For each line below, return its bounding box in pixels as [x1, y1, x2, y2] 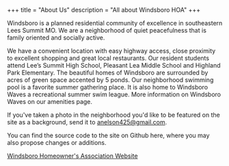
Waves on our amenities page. [7, 98, 93, 105]
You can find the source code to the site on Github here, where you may [7, 131, 210, 139]
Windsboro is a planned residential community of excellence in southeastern [7, 19, 223, 27]
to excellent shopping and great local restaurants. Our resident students [7, 54, 210, 62]
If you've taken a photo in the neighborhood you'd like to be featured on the [7, 111, 220, 119]
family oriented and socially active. [7, 33, 105, 42]
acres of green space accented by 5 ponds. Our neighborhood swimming [7, 76, 214, 84]
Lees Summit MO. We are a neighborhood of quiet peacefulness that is [7, 27, 207, 34]
